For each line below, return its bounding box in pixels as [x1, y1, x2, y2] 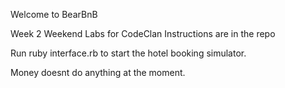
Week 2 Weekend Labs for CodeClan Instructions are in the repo [10, 28, 276, 39]
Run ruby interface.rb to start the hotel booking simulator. [10, 47, 247, 59]
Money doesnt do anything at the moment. [10, 67, 186, 78]
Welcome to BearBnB [10, 9, 98, 20]
